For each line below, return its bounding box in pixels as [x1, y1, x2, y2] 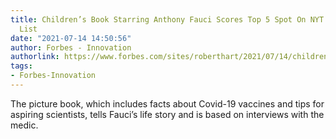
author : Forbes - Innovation [10, 42, 132, 53]
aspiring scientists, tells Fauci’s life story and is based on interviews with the [10, 108, 325, 120]
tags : [10, 61, 33, 71]
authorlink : [10, 52, 60, 62]
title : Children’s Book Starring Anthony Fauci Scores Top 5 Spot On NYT [10, 14, 325, 25]
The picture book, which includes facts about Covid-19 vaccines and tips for [10, 97, 325, 110]
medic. [10, 119, 39, 131]
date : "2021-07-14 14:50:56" [10, 33, 132, 43]
